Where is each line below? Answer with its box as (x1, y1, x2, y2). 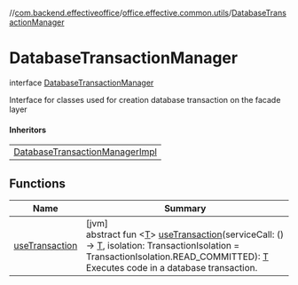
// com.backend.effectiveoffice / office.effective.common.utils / (9, 8, 232, 18)
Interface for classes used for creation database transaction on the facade (9, 94, 281, 105)
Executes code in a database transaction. (85, 261, 258, 273)
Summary (163, 202, 207, 214)
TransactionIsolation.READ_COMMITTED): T (85, 250, 269, 263)
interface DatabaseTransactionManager (9, 77, 154, 88)
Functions (9, 176, 67, 191)
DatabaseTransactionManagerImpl (13, 146, 158, 158)
